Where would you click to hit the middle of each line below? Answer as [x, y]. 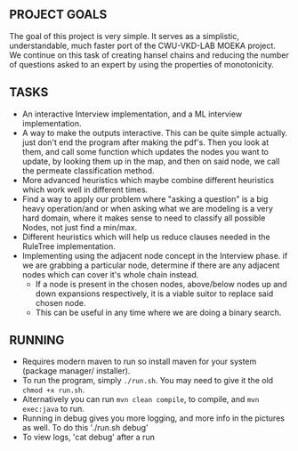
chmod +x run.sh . [53, 390]
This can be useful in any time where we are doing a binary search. [158, 312]
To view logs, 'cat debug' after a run [89, 437]
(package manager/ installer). [76, 371]
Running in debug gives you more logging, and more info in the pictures [153, 418]
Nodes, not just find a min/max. [80, 227]
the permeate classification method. [88, 170]
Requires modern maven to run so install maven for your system [139, 362]
